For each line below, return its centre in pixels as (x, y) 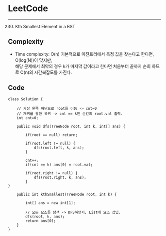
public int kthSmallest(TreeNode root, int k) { (67, 194)
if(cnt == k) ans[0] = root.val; (59, 165)
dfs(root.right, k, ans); (60, 177)
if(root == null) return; (52, 135)
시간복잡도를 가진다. (53, 72)
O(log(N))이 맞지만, (33, 60)
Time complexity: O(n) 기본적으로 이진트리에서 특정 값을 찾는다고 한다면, (84, 54)
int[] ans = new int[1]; (50, 203)
